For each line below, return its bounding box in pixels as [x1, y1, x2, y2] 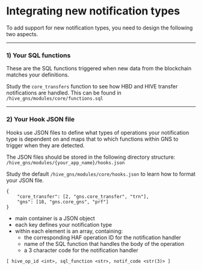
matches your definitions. [6, 71, 69, 79]
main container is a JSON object [14, 215, 95, 222]
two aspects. [6, 30, 38, 37]
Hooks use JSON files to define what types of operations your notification [6, 129, 189, 136]
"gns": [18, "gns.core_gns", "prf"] [17, 198, 109, 205]
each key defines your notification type [14, 221, 112, 228]
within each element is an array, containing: [14, 227, 123, 235]
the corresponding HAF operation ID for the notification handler [23, 233, 182, 241]
